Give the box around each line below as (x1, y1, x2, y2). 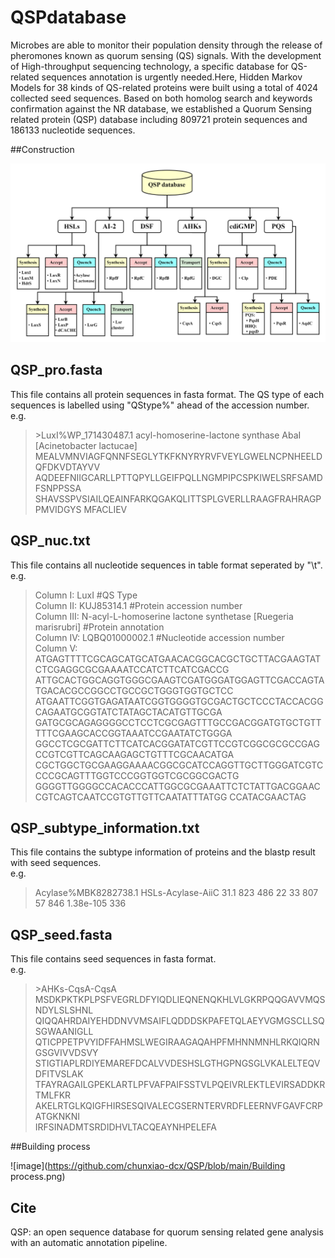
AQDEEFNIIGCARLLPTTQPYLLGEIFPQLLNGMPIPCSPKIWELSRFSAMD (34, 471, 323, 483)
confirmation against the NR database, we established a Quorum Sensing (10, 102, 312, 115)
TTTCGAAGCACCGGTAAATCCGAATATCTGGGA (34, 727, 233, 739)
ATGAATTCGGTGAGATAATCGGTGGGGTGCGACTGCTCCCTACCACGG (34, 695, 324, 707)
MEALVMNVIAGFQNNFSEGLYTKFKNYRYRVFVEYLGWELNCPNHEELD (34, 450, 323, 462)
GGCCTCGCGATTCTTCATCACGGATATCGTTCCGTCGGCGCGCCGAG (34, 737, 320, 750)
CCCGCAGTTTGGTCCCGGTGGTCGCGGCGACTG (34, 769, 240, 781)
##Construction (10, 143, 75, 155)
